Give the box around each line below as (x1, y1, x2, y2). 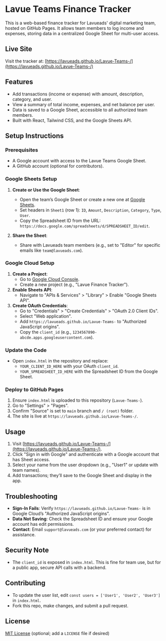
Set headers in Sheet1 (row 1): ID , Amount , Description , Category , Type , (19, 207, 162, 213)
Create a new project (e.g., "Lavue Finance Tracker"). (19, 282, 129, 287)
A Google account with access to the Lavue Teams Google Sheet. (12, 158, 147, 164)
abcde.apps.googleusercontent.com (19, 335, 91, 340)
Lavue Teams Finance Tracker (5, 3, 131, 15)
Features (5, 78, 33, 86)
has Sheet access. (12, 457, 51, 463)
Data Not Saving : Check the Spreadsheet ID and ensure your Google (12, 516, 153, 522)
